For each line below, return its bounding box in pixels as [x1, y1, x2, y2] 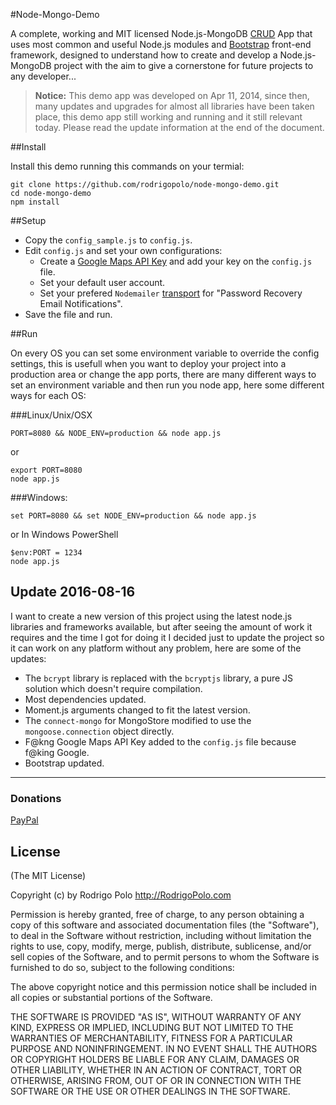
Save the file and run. [24, 309, 113, 320]
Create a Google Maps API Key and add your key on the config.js [39, 255, 313, 267]
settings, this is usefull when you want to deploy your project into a [10, 358, 287, 369]
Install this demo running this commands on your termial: [10, 160, 245, 172]
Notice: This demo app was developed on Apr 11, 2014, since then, [34, 90, 310, 101]
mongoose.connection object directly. [24, 725, 175, 737]
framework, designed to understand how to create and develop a [10, 49, 278, 61]
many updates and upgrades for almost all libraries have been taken [34, 100, 315, 112]
